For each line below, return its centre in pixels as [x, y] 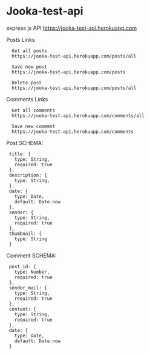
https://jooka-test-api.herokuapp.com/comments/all [78, 116]
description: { [28, 175]
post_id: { [22, 266]
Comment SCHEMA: [31, 255]
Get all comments [34, 110]
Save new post [29, 67]
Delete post [27, 83]
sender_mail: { [28, 288]
